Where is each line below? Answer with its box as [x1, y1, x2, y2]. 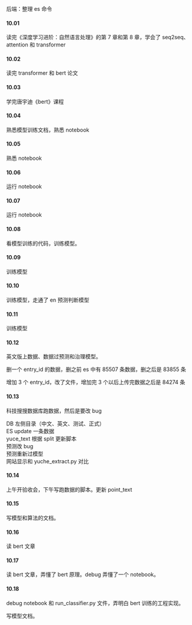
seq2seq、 [162, 34, 190, 41]
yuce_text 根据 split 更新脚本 [6, 435, 77, 442]
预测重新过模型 [6, 450, 43, 457]
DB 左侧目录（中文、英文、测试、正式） [6, 420, 105, 427]
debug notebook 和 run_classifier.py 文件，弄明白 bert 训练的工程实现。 [6, 599, 184, 606]
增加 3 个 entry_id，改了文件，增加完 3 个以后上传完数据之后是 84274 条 [6, 379, 185, 386]
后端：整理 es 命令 [6, 5, 52, 12]
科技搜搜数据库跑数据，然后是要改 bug [6, 407, 102, 414]
